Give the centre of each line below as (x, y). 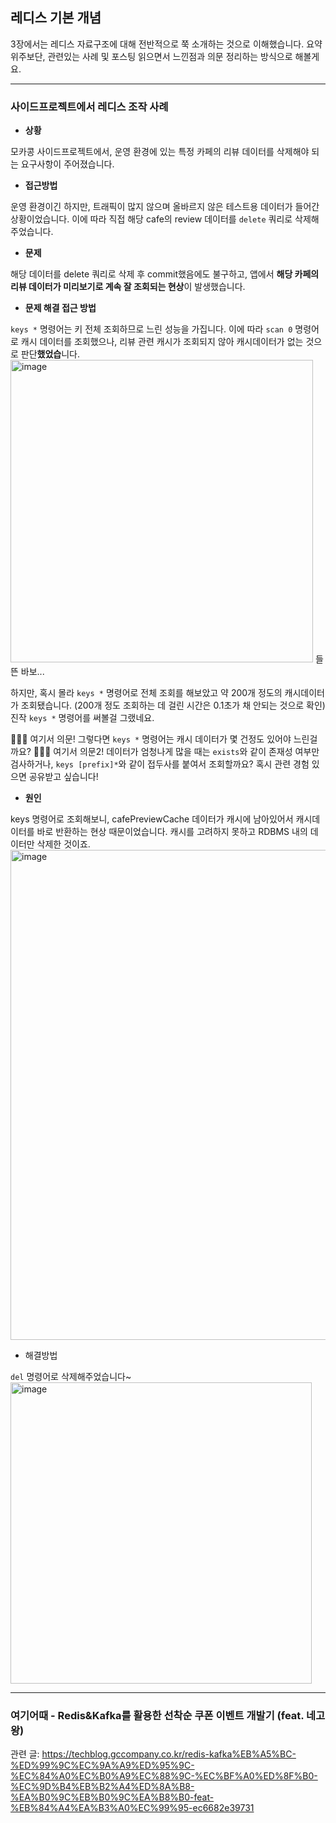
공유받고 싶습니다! (63, 777)
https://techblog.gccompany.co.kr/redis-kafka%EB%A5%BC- (169, 1754)
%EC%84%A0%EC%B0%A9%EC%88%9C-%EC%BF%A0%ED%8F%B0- (164, 1776)
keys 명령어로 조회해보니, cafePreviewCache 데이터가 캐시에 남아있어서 (152, 819)
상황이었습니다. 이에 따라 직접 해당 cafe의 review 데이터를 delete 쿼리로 (151, 219)
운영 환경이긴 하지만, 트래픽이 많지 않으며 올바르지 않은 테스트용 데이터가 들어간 (165, 207)
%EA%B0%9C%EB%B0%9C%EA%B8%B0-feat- (112, 1797)
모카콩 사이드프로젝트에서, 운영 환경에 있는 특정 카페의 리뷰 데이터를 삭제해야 (160, 152)
